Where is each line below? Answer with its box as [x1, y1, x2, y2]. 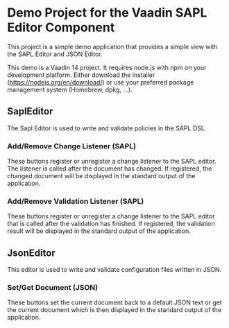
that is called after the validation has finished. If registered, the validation [7, 220, 215, 228]
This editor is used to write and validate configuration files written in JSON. [7, 266, 222, 274]
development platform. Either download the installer [7, 71, 155, 79]
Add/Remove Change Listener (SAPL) [7, 141, 137, 150]
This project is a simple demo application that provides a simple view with [7, 42, 218, 51]
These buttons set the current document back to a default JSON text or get [7, 298, 222, 307]
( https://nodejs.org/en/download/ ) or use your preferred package [7, 78, 194, 86]
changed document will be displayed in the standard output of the [7, 172, 196, 180]
